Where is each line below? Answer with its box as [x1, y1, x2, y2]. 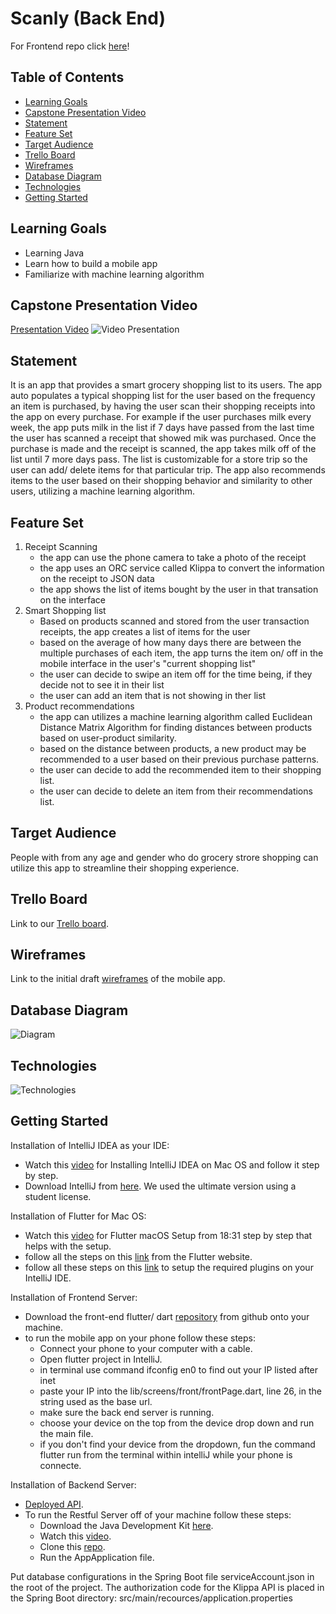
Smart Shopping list [24, 605, 107, 616]
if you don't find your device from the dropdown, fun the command [39, 1438, 316, 1450]
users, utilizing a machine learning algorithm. [10, 485, 196, 497]
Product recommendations [24, 700, 135, 712]
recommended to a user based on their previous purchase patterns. [39, 753, 320, 765]
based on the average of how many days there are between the [39, 637, 302, 648]
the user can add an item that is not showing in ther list [39, 690, 267, 701]
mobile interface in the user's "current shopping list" [39, 658, 257, 669]
